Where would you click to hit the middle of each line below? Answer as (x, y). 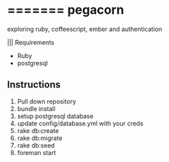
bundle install (36, 108)
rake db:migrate (40, 138)
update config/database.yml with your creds (80, 123)
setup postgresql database (55, 116)
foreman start (37, 152)
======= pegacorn (66, 10)
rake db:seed (36, 145)
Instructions (34, 85)
